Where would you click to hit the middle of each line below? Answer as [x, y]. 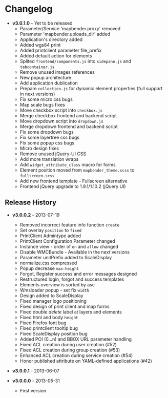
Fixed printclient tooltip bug [49, 328]
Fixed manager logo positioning [53, 301]
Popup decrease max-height [49, 268]
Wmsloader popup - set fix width [55, 290]
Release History [31, 203]
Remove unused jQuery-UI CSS [53, 154]
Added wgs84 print [40, 45]
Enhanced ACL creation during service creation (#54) [76, 355]
